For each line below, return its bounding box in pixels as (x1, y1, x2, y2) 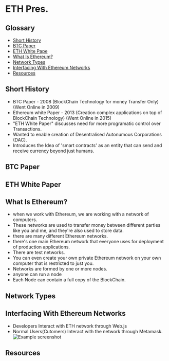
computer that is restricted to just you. (12, 260, 94, 266)
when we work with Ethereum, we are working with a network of (12, 211, 149, 218)
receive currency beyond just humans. (12, 148, 95, 154)
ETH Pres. (5, 3, 49, 15)
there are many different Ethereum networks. (12, 233, 108, 239)
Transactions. (12, 125, 42, 132)
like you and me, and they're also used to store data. (12, 227, 124, 234)
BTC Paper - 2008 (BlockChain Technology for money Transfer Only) (12, 98, 159, 104)
